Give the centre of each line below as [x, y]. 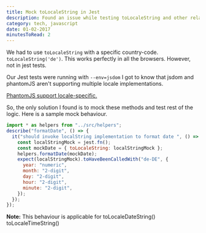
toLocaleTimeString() [33, 223]
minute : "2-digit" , [47, 188]
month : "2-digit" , [46, 171]
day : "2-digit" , [43, 177]
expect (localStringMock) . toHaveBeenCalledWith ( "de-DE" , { [93, 159]
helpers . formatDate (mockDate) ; [57, 154]
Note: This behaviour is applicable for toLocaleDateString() [81, 217]
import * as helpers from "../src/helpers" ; [64, 125]
